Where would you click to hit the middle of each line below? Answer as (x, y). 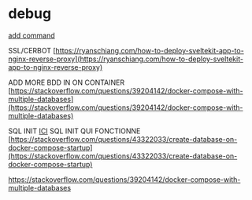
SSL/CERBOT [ (32, 50)
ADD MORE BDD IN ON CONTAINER (66, 82)
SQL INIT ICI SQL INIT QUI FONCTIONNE (74, 131)
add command (31, 35)
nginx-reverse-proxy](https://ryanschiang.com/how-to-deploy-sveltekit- (126, 59)
